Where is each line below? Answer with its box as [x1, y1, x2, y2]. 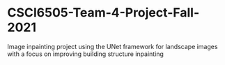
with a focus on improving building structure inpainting [7, 50, 164, 58]
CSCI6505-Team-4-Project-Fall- [7, 5, 200, 21]
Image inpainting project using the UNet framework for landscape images [7, 42, 218, 50]
